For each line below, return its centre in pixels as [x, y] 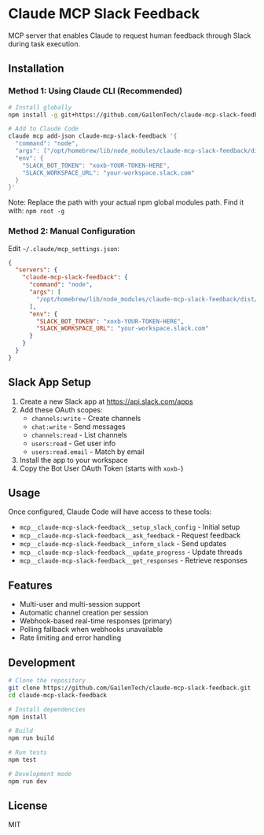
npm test [22, 760]
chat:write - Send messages [78, 427]
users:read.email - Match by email [88, 451]
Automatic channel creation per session [84, 613]
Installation [36, 69]
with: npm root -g [37, 211]
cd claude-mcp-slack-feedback [58, 695]
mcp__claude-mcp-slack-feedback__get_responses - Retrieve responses [133, 560]
